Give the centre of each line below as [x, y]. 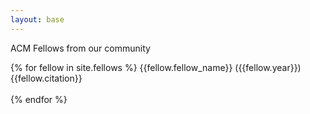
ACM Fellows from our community [80, 48]
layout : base [37, 19]
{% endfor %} [39, 99]
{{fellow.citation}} [46, 78]
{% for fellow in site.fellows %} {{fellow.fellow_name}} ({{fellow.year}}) [156, 67]
